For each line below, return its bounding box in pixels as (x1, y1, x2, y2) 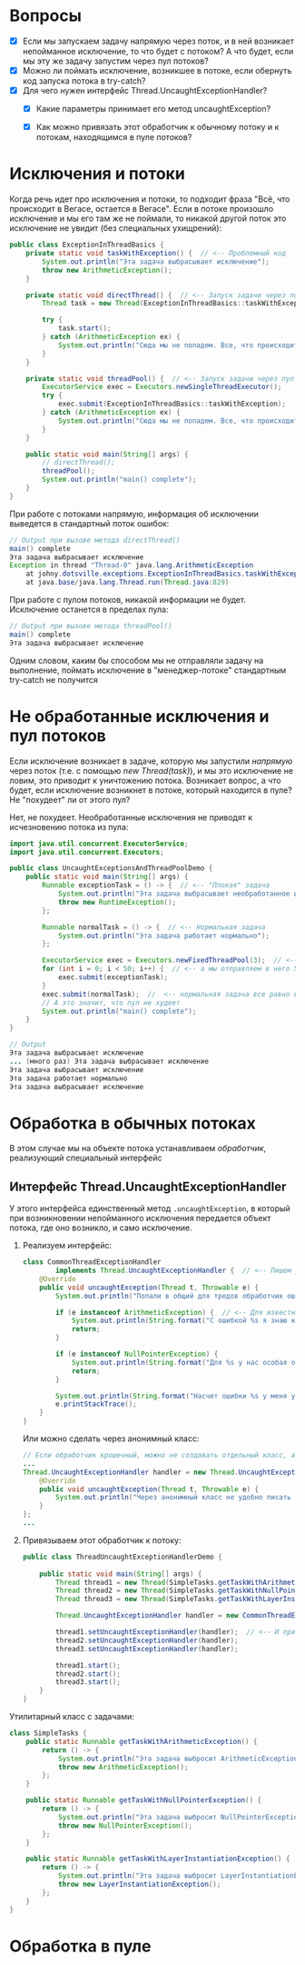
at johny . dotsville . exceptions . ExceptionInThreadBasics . (25, 569, 246, 578)
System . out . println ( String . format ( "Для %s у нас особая (71, 1358, 288, 1367)
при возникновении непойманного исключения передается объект (9, 1213, 271, 1224)
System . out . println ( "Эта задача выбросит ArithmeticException (57, 1754, 299, 1763)
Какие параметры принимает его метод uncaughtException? (35, 104, 271, 115)
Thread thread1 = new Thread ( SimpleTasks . (55, 1578, 219, 1587)
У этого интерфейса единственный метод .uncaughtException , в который (9, 1203, 290, 1214)
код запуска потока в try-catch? (22, 75, 147, 86)
